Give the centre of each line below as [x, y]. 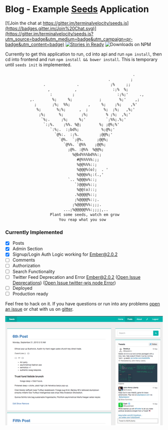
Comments [24, 260]
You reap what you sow [82, 220]
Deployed [22, 288]
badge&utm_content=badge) [35, 44]
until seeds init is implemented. [38, 65]
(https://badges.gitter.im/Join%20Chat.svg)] [51, 28]
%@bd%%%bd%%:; [87, 154]
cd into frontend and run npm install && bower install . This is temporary [81, 59]
